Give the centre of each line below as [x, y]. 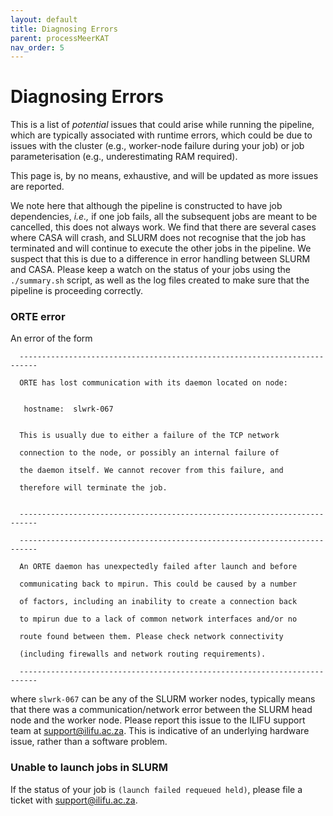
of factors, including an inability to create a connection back [158, 602]
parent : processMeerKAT [60, 38]
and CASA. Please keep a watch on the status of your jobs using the [151, 270]
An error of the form [51, 338]
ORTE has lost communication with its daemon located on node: [153, 383]
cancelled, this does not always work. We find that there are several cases [163, 227]
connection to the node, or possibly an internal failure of [149, 453]
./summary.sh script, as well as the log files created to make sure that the [160, 280]
